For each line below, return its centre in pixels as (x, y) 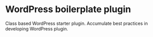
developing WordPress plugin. (37, 28)
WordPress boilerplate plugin (68, 9)
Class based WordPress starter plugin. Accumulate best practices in (77, 23)
